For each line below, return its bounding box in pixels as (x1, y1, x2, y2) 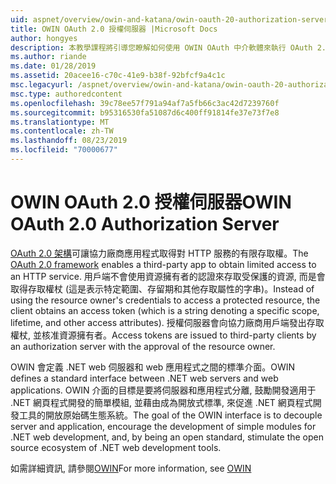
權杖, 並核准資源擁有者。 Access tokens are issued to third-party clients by (10, 329, 317, 341)
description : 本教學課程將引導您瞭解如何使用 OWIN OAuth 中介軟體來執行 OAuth (10, 42, 313, 53)
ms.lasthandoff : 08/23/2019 (10, 136, 128, 146)
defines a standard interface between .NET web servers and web (10, 372, 279, 384)
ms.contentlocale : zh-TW (10, 126, 114, 136)
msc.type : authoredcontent (10, 89, 123, 99)
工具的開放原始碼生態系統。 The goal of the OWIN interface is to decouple (18, 409, 323, 421)
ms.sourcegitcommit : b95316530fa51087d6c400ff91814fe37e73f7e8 (10, 107, 280, 118)
